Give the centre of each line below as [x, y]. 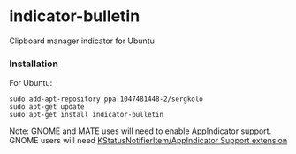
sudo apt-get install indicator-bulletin [87, 115]
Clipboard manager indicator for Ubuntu [82, 41]
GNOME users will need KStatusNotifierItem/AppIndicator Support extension [148, 141]
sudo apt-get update [47, 107]
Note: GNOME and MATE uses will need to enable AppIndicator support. [140, 131]
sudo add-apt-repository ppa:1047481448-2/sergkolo [106, 99]
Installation [34, 64]
